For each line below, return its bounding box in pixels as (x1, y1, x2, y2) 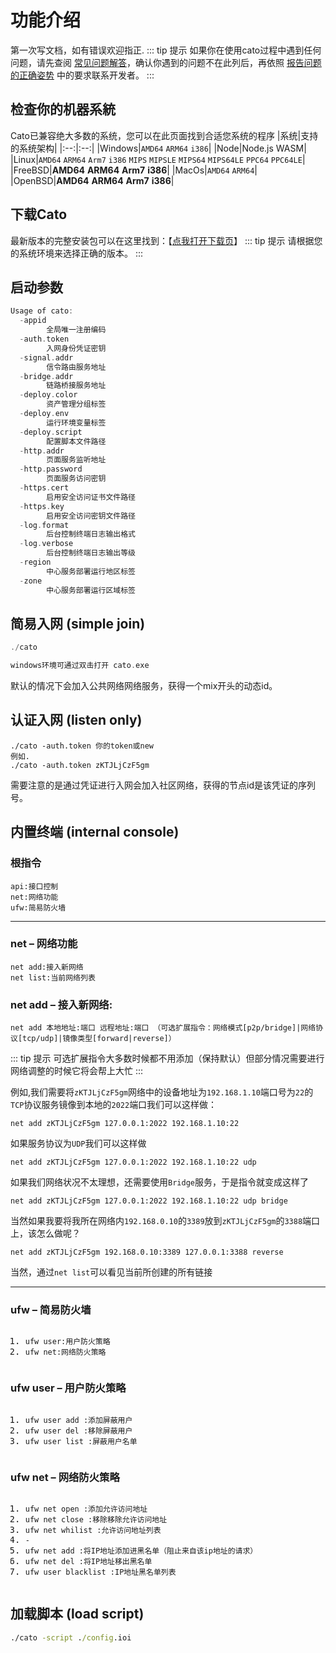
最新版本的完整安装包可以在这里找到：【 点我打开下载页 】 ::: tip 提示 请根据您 (10, 234, 323, 246)
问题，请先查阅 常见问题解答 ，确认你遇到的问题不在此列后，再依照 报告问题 (10, 56, 322, 68)
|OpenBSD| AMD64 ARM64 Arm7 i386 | (10, 174, 175, 186)
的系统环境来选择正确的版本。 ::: (10, 247, 144, 259)
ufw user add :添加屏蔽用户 (24, 1415, 133, 1425)
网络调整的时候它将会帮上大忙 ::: (10, 1065, 144, 1077)
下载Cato (10, 206, 68, 223)
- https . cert (19, 483, 70, 493)
